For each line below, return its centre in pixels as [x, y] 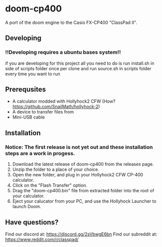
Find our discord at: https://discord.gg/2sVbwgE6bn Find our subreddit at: [81, 234]
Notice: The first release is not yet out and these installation [79, 147]
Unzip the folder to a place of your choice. [56, 169]
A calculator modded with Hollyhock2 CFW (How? [64, 101]
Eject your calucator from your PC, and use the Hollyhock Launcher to [84, 201]
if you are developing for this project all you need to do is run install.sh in [80, 63]
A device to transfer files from [43, 112]
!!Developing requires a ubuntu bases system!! [63, 52]
